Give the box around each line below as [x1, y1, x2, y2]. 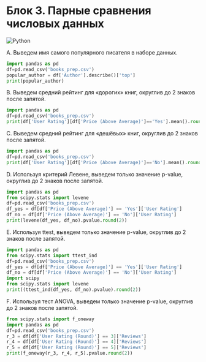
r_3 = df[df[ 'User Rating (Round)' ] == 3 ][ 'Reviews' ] [6, 333, 147, 339]
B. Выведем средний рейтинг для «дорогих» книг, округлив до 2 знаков [6, 89, 196, 96]
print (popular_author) [6, 78, 64, 84]
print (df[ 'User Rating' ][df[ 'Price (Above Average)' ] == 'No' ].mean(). [6, 159, 188, 165]
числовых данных [6, 17, 104, 31]
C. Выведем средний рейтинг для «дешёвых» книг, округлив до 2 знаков [6, 130, 198, 137]
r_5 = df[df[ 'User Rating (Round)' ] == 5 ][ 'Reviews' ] [6, 344, 147, 351]
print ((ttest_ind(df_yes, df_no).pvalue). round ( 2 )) [6, 287, 141, 293]
